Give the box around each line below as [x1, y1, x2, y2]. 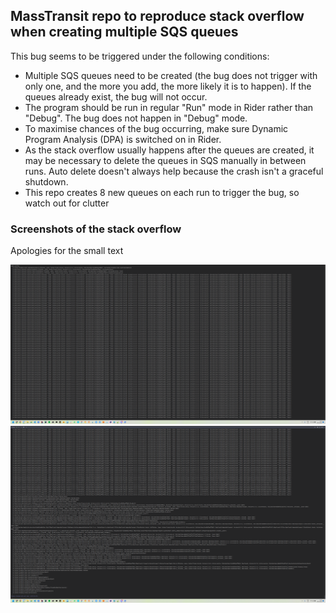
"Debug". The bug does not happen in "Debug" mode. [24, 112, 248, 124]
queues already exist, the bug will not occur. [24, 90, 208, 103]
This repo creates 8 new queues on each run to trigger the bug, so [24, 186, 300, 198]
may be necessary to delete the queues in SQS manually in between [24, 154, 307, 166]
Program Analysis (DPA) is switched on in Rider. [24, 133, 222, 145]
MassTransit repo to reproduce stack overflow [10, 8, 305, 25]
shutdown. [24, 175, 69, 188]
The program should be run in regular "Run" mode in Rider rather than [24, 101, 314, 113]
